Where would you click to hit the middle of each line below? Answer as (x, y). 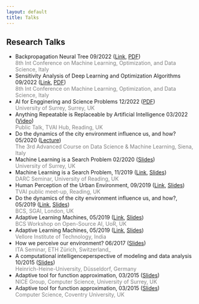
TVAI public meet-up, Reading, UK (58, 192)
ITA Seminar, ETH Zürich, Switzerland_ (63, 249)
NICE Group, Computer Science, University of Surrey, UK (86, 282)
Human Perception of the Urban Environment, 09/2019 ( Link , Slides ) (100, 185)
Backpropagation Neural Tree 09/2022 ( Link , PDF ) (78, 57)
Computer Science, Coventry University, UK (70, 295)
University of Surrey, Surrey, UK (55, 108)
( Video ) (24, 121)
